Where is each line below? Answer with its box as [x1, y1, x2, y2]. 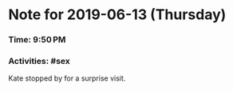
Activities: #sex [8, 56, 70, 67]
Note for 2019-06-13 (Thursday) [8, 6, 227, 24]
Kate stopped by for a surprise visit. [8, 73, 126, 83]
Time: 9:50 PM [8, 34, 66, 45]
